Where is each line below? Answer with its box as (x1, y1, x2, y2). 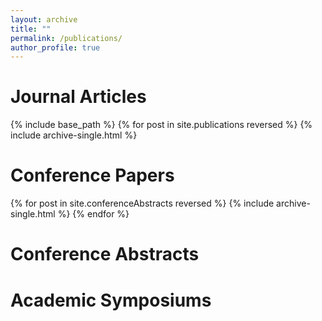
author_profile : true (10, 42, 101, 53)
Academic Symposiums (10, 289, 212, 311)
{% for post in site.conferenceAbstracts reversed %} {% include (10, 197, 275, 210)
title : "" (10, 24, 52, 34)
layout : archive (10, 14, 78, 25)
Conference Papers (10, 164, 175, 187)
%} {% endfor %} (57, 208, 130, 220)
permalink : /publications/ (10, 33, 123, 43)
